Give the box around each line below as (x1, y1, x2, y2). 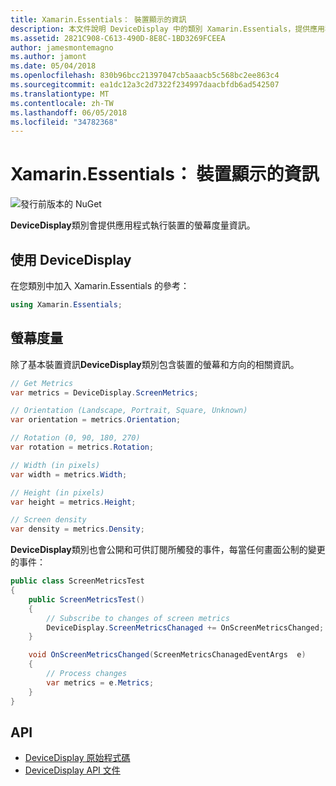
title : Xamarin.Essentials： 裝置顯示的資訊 (10, 14, 187, 25)
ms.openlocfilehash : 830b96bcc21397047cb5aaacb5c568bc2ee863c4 (10, 71, 280, 81)
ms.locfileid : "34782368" (10, 117, 118, 127)
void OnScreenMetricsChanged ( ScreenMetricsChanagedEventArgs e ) (28, 650, 307, 660)
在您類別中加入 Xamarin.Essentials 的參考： (10, 280, 190, 291)
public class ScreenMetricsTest (10, 576, 145, 586)
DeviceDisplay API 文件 (24, 764, 121, 776)
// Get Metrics (10, 378, 74, 388)
